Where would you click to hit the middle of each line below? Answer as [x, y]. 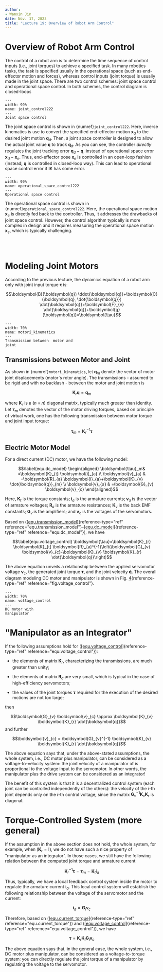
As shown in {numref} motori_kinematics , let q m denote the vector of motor [80, 372]
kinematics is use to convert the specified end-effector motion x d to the [77, 132]
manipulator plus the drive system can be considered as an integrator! [75, 774]
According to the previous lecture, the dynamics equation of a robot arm [77, 279]
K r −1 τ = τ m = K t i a [82, 871]
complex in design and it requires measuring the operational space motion [80, 225]
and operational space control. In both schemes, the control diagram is [76, 87]
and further [16, 729]
